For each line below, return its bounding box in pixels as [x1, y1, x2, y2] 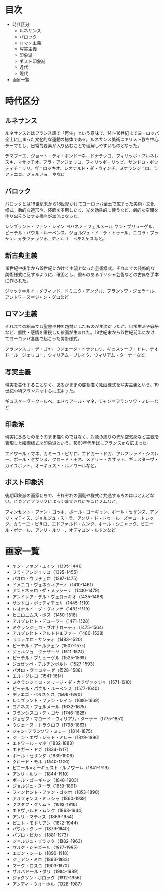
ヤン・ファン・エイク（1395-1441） [12, 563, 84, 569]
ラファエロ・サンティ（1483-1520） [12, 636, 85, 642]
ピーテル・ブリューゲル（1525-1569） [12, 654, 89, 660]
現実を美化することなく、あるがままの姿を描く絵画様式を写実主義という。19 [5, 382, 159, 388]
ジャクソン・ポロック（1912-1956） [12, 874, 84, 880]
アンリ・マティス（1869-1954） [12, 813, 77, 819]
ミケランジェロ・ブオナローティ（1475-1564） [12, 624, 106, 630]
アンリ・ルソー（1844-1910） [12, 771, 72, 777]
